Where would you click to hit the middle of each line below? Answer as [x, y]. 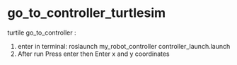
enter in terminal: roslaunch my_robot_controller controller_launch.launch [124, 46]
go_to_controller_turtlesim [87, 13]
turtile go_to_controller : [42, 32]
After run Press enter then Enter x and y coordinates [93, 54]
